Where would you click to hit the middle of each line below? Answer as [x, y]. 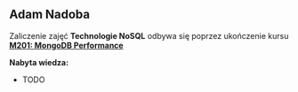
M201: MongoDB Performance [66, 45]
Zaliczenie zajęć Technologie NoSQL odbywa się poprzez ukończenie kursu [149, 35]
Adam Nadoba [50, 15]
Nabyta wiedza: [39, 62]
